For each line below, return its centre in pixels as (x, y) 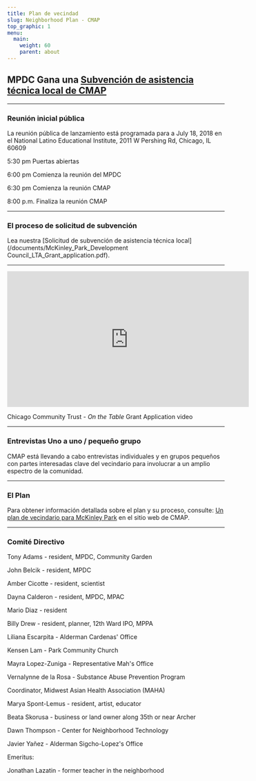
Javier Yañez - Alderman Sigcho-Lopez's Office (75, 744)
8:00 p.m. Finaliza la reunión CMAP (57, 201)
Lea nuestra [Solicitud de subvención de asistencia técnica (91, 241)
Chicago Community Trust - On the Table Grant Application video (100, 417)
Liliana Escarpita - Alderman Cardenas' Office (72, 637)
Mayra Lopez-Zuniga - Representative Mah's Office (80, 664)
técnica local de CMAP (57, 91)
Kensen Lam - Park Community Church (63, 650)
